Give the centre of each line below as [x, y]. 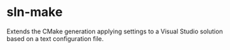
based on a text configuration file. [55, 38]
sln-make [35, 12]
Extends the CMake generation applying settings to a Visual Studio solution [115, 31]
